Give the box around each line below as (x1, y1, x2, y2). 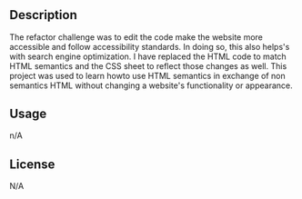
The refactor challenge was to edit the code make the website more (9, 31, 264, 43)
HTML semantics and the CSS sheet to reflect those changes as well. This (9, 60, 287, 71)
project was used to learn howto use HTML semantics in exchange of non (9, 70, 287, 81)
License (9, 156, 55, 172)
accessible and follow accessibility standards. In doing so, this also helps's (9, 41, 290, 52)
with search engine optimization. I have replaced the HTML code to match (9, 51, 287, 62)
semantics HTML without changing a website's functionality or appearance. (9, 80, 293, 91)
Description (9, 7, 77, 23)
